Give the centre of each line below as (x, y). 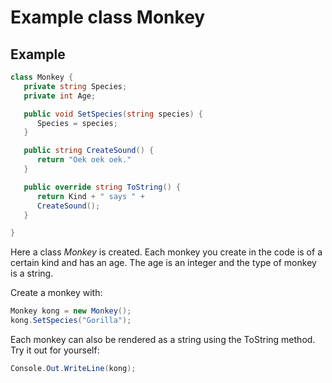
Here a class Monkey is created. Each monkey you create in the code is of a (166, 252)
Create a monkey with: (56, 293)
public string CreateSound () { (89, 151)
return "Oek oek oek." (84, 160)
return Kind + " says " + (90, 196)
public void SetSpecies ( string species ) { (113, 114)
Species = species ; (77, 123)
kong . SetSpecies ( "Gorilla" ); (71, 321)
